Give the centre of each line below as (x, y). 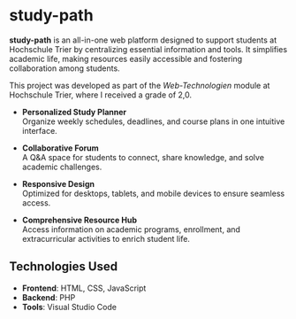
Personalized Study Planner (74, 112)
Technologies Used (63, 267)
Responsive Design (58, 183)
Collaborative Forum (60, 148)
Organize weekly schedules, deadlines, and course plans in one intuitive (153, 121)
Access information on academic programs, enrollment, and (131, 229)
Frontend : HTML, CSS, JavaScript (84, 288)
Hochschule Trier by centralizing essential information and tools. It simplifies (148, 49)
